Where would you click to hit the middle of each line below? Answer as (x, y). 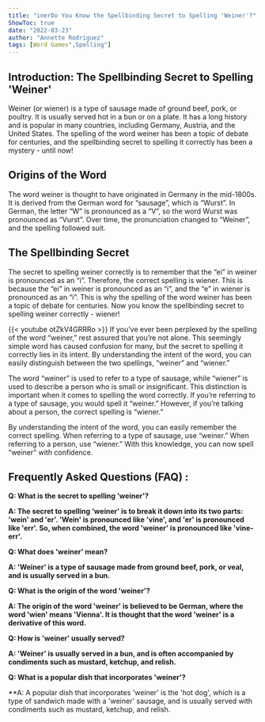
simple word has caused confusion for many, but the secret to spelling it (126, 346)
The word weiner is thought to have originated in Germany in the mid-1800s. (132, 194)
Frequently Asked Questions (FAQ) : (98, 476)
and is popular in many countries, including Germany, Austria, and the (122, 125)
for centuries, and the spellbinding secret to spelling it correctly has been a (131, 142)
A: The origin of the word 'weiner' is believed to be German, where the (126, 607)
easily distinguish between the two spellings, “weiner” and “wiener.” (119, 363)
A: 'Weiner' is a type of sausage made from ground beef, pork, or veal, (126, 567)
